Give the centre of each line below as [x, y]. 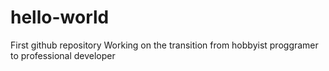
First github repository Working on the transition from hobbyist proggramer [164, 45]
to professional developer [63, 55]
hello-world [60, 17]
